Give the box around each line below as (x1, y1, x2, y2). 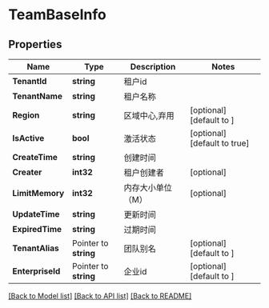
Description (130, 62, 176, 72)
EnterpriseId (12, 266, 61, 277)
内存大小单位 (123, 182, 172, 193)
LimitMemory (12, 188, 65, 198)
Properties (8, 38, 62, 51)
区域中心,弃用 (123, 110, 175, 121)
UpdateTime (12, 209, 60, 219)
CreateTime (12, 152, 58, 162)
